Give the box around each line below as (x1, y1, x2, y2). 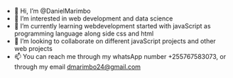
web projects (13, 45, 53, 52)
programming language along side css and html (13, 29, 154, 38)
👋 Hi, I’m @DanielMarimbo (13, 7, 91, 15)
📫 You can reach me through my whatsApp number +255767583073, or (13, 52, 226, 60)
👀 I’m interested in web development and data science (13, 14, 173, 23)
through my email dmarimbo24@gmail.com (13, 62, 141, 71)
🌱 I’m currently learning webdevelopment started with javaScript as (13, 22, 211, 30)
